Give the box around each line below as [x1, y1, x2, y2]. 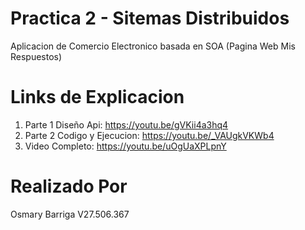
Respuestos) [10, 50, 63, 62]
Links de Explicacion [10, 86, 185, 109]
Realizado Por [10, 175, 128, 198]
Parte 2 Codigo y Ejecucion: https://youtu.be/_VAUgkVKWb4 [24, 129, 275, 141]
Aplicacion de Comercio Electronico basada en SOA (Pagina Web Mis [10, 40, 296, 52]
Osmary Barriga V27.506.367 [10, 208, 130, 220]
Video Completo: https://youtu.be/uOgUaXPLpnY [24, 140, 227, 152]
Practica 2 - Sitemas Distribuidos [10, 7, 290, 30]
